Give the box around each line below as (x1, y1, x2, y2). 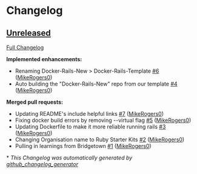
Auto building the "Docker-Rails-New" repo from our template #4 (15, 80, 178, 87)
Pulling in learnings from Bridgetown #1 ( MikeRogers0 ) (15, 142, 152, 149)
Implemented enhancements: (6, 56, 82, 62)
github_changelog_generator (6, 161, 79, 167)
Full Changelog (6, 44, 44, 51)
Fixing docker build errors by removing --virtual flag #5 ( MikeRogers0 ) (15, 116, 192, 124)
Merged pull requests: (6, 98, 64, 105)
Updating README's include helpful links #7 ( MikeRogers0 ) (15, 110, 164, 117)
